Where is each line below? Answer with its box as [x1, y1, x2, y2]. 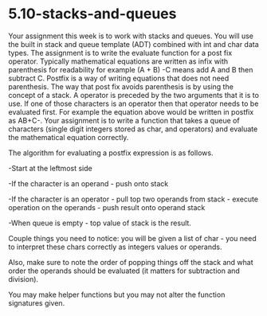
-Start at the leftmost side [8, 163, 93, 173]
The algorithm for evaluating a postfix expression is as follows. [8, 148, 214, 158]
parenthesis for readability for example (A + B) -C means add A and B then [8, 64, 253, 74]
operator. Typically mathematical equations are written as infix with [8, 57, 229, 66]
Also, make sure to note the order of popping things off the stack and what [8, 257, 253, 267]
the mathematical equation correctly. [8, 132, 129, 142]
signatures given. [8, 298, 65, 307]
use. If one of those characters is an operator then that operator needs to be [8, 99, 259, 108]
